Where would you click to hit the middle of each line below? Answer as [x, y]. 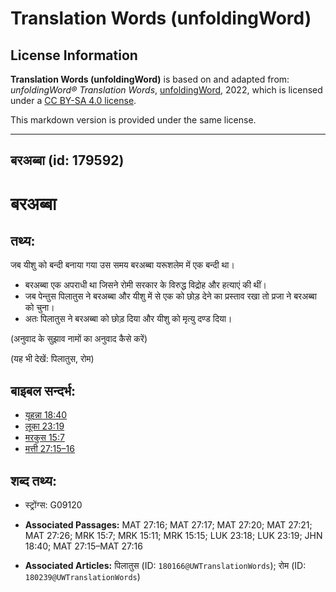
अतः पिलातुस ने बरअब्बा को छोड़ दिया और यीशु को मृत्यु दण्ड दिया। [128, 319]
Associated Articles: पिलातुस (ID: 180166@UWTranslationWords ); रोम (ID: [165, 566]
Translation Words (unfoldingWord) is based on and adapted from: [150, 79]
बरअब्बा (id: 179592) [67, 160]
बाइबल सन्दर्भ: [43, 390]
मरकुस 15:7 [44, 438]
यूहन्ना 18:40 [46, 415]
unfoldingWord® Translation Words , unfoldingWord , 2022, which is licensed [166, 90]
